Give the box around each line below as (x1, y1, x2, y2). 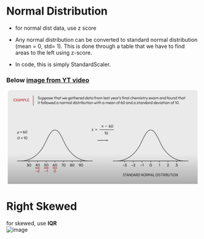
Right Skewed (6, 199, 77, 213)
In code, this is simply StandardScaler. (15, 61, 111, 68)
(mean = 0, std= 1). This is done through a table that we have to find (15, 42, 185, 50)
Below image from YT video (6, 76, 90, 84)
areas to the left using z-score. (15, 49, 92, 56)
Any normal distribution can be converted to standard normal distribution (15, 36, 198, 43)
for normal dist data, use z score (15, 24, 97, 32)
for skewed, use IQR (6, 220, 57, 227)
